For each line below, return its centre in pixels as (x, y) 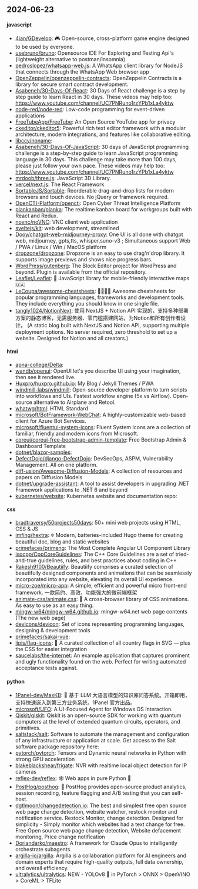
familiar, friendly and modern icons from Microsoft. (77, 433)
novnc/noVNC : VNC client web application (66, 222)
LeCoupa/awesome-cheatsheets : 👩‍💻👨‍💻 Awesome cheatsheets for (95, 291)
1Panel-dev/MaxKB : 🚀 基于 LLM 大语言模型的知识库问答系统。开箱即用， (103, 695)
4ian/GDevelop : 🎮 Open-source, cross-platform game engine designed (102, 38)
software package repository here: (57, 747)
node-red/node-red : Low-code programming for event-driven (90, 109)
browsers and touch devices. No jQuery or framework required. (92, 197)
